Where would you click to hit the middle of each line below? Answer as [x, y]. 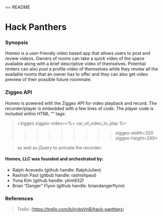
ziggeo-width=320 [134, 132]
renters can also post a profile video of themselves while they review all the [82, 69]
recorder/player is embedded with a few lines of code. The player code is [80, 108]
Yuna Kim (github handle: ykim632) [48, 180]
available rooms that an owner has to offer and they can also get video [77, 74]
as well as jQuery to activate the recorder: [60, 147]
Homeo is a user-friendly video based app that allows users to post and [78, 53]
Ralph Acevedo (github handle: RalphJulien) [57, 170]
